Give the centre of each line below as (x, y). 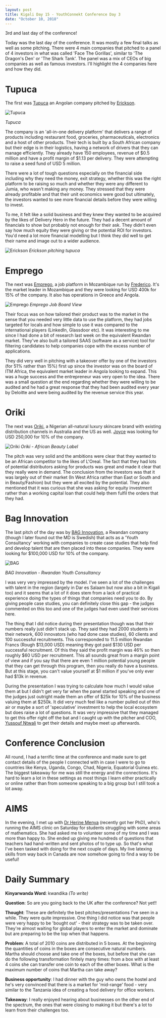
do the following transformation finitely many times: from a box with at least (82, 959)
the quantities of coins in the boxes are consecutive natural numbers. (76, 948)
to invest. (14, 205)
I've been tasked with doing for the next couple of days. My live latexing (79, 849)
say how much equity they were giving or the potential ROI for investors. (79, 230)
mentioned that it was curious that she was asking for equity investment (79, 488)
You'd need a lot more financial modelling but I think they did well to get (78, 236)
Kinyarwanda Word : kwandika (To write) (47, 893)
